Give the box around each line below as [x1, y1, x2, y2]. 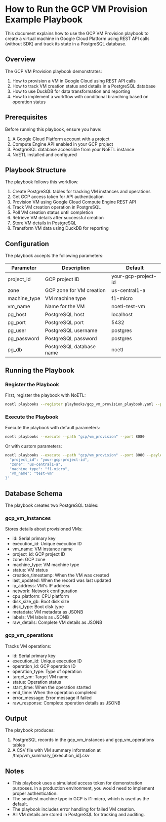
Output [5, 714, 27, 722]
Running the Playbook [5, 366, 75, 374]
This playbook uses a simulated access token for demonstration [12, 780, 143, 786]
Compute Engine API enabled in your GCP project [12, 141, 114, 147]
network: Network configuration [12, 588, 78, 594]
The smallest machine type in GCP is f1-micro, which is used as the [12, 796, 149, 802]
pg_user [7, 327, 27, 334]
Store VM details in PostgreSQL [12, 220, 77, 226]
